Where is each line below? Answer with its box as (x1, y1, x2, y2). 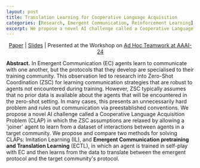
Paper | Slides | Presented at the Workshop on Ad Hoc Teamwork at (8, 42, 176, 49)
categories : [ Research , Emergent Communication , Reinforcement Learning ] (6, 20, 194, 26)
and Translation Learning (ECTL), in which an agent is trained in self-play (6, 142, 188, 149)
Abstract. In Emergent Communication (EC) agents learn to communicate (6, 60, 187, 67)
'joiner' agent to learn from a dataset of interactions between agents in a (6, 123, 184, 130)
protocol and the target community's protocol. (6, 155, 119, 162)
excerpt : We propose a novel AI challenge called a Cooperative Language (6, 25, 194, 32)
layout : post (6, 8, 39, 15)
